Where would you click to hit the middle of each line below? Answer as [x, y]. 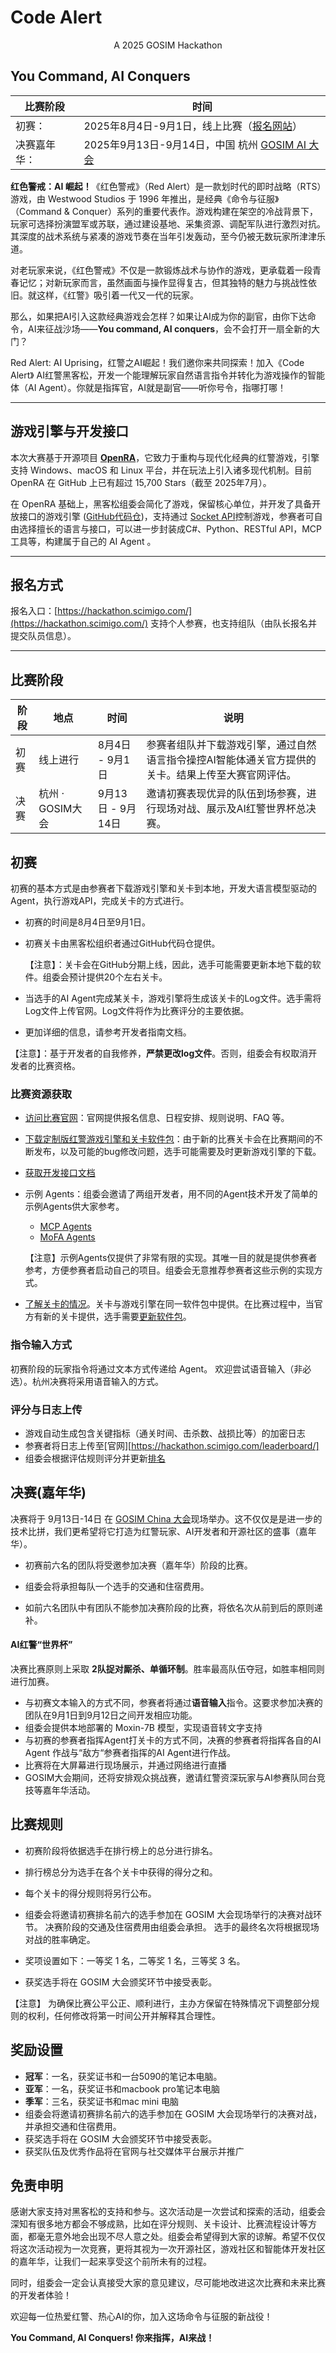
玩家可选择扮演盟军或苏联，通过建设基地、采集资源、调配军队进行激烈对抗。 [168, 223]
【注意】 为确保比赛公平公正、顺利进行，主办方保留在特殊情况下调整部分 [160, 2003]
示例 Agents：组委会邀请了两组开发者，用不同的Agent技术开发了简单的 [171, 1194]
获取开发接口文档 [60, 1173]
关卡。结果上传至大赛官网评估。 [221, 775]
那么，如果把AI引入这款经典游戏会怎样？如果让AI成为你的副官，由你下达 [159, 316]
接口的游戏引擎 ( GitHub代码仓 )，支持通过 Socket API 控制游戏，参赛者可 [166, 516]
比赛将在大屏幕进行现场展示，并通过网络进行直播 [125, 1765]
